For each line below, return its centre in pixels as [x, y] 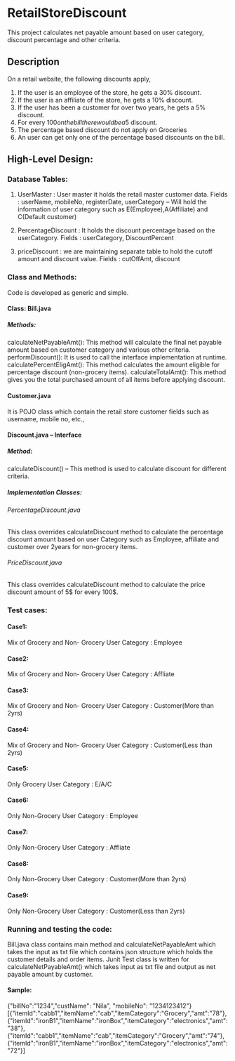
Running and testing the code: [60, 929]
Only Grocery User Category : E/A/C [60, 784]
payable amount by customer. [50, 974]
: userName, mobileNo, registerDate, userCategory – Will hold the [112, 202]
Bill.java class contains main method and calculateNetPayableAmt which [112, 944]
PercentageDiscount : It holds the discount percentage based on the [116, 230]
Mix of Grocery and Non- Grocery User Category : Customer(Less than [110, 745]
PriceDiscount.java [35, 562]
